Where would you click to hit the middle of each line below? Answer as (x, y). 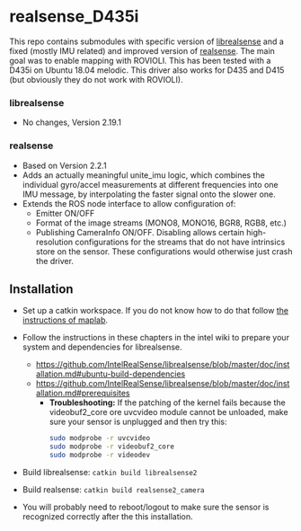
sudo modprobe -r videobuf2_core (112, 447)
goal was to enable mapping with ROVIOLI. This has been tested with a (140, 60)
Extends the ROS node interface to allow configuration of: (129, 203)
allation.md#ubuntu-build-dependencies (111, 374)
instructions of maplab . (65, 320)
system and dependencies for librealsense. (102, 347)
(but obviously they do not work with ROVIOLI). (96, 79)
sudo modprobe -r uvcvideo (100, 438)
